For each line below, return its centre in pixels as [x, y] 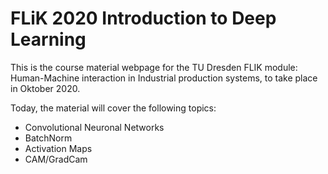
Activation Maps [58, 148]
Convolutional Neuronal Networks [94, 127]
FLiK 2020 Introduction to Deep [143, 18]
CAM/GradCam [56, 159]
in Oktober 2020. [45, 88]
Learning [48, 39]
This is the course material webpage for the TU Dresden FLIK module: [154, 67]
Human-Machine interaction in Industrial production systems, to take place [164, 78]
